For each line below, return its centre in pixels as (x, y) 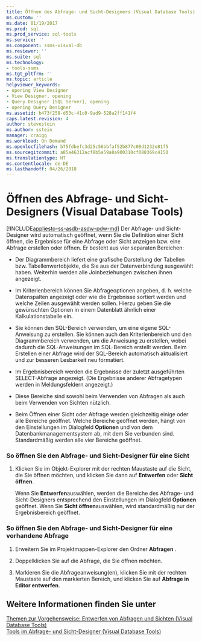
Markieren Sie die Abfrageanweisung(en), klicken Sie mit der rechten (101, 572)
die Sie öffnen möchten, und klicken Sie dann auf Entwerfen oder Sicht (104, 475)
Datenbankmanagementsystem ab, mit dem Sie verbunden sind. (95, 434)
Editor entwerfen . (37, 585)
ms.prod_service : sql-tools (42, 34)
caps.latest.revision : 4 (37, 118)
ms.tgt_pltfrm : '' (29, 74)
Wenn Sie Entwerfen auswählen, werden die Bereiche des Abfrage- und (104, 494)
